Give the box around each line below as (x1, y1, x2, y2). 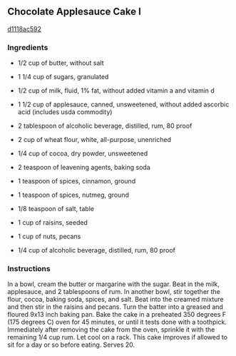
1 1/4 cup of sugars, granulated (17, 73, 109, 81)
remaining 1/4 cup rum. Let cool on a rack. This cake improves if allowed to (7, 333, 228, 342)
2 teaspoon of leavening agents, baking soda (17, 163, 151, 172)
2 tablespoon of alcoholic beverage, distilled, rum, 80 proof (17, 121, 193, 131)
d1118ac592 (7, 24, 41, 33)
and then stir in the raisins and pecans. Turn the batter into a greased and (7, 302, 223, 311)
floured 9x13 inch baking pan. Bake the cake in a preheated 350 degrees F (7, 310, 227, 319)
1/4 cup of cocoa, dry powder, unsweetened (17, 149, 148, 158)
